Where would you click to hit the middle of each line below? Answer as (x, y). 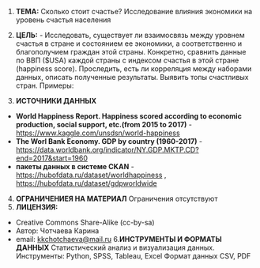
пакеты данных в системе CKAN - (75, 166)
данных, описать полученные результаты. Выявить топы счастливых (132, 77)
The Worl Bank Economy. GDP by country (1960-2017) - (109, 141)
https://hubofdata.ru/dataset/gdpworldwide (86, 183)
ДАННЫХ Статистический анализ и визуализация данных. (115, 247)
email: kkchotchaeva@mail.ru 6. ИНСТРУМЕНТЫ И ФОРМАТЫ (119, 239)
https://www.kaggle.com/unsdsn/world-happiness (98, 133)
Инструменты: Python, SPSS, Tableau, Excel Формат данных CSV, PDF (133, 256)
